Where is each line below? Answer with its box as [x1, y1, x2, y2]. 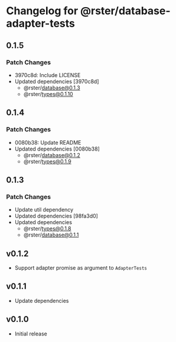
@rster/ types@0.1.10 [23, 90, 73, 97]
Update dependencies [14, 297, 69, 304]
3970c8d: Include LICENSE [14, 71, 81, 78]
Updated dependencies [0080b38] [14, 145, 100, 152]
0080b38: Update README [14, 139, 82, 146]
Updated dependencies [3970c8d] [14, 78, 99, 85]
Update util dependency [14, 206, 74, 213]
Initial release [14, 330, 47, 337]
